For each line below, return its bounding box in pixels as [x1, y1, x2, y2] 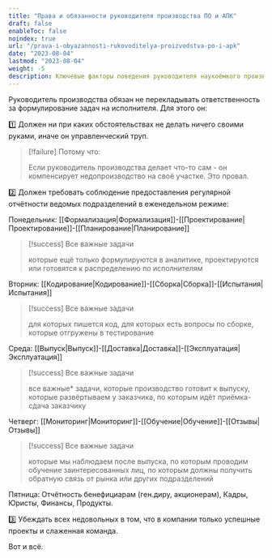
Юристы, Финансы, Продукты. [8, 498, 113, 508]
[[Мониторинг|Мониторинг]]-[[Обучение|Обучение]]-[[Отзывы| [40, 416, 261, 426]
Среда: [8, 343, 33, 353]
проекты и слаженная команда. [8, 526, 119, 535]
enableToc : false [8, 27, 67, 35]
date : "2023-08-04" [8, 49, 74, 58]
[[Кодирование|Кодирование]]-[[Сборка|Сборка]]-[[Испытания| [40, 279, 264, 289]
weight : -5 [8, 65, 45, 73]
